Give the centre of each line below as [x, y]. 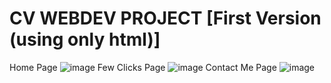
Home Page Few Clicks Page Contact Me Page [143, 67]
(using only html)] [85, 39]
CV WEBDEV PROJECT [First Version [165, 18]
